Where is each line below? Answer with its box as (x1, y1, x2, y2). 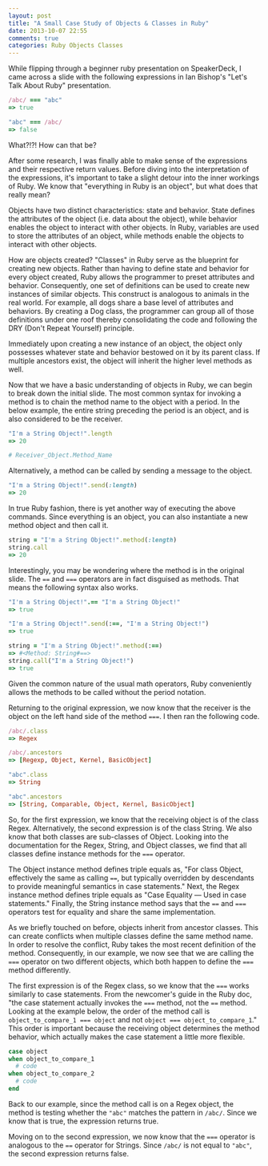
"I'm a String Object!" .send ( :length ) (8, 481, 138, 490)
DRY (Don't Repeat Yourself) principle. (8, 323, 134, 333)
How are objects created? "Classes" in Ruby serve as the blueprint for (8, 254, 239, 265)
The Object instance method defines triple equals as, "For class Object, (8, 864, 244, 874)
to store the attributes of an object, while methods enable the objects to (8, 230, 244, 241)
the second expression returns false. (8, 1148, 130, 1158)
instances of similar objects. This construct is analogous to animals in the (8, 289, 250, 299)
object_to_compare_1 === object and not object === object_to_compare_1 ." (8, 1014, 258, 1024)
